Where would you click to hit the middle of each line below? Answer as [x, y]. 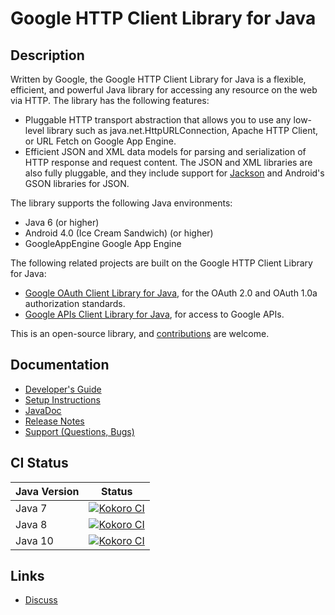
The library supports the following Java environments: [121, 203]
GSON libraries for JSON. [77, 183]
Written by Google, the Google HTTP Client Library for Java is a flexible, [158, 79]
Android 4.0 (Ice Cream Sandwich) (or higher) [119, 233]
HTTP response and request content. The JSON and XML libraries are [168, 162]
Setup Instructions [62, 399]
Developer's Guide [63, 389]
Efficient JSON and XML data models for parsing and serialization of [165, 151]
